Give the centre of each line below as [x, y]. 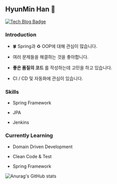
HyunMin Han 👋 [30, 9]
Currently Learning [29, 135]
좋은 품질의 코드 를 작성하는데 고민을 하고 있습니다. [62, 68]
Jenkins [21, 122]
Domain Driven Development [43, 147]
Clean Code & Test [32, 156]
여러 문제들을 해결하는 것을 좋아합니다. [50, 57]
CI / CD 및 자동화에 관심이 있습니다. [48, 78]
